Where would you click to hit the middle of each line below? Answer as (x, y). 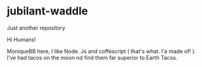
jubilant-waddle (47, 11)
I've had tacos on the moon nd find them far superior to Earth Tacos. (92, 57)
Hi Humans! (21, 39)
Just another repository (36, 28)
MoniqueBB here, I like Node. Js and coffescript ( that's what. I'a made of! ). (101, 51)
